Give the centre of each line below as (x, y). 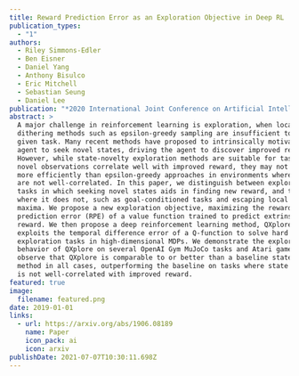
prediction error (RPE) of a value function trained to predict (139, 216)
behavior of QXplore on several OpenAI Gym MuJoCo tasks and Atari (145, 249)
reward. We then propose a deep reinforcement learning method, (139, 225)
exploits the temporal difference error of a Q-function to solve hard (153, 233)
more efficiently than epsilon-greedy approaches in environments (143, 175)
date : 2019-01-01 (41, 307)
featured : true (37, 282)
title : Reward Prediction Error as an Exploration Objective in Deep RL (147, 17)
